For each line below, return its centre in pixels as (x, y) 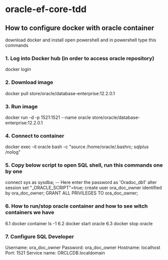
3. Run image (21, 106)
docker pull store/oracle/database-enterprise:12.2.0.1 (60, 93)
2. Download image (29, 83)
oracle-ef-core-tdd (46, 9)
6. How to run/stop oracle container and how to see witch (76, 206)
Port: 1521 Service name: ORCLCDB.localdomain (55, 253)
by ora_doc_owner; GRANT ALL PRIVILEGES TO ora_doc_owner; (72, 193)
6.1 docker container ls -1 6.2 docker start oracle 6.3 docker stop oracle (79, 223)
